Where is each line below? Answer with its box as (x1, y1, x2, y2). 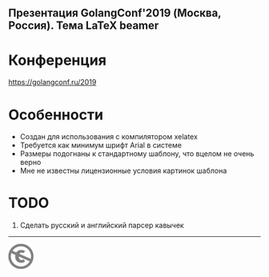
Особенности (8, 106, 104, 123)
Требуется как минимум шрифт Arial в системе (19, 140, 183, 151)
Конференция (8, 51, 106, 69)
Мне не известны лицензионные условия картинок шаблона (19, 166, 227, 175)
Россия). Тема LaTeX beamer (8, 19, 159, 33)
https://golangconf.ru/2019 (8, 78, 97, 87)
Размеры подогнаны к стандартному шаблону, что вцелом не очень (19, 149, 255, 159)
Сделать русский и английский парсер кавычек (19, 220, 184, 231)
